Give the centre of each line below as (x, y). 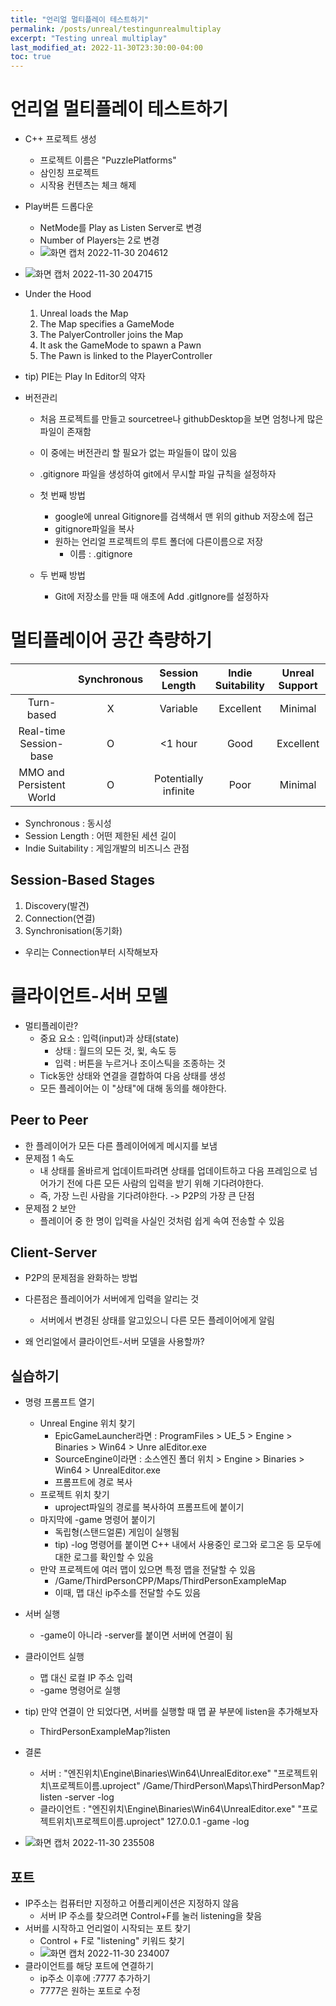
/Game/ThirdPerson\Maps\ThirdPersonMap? (233, 1786)
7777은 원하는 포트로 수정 (90, 1990)
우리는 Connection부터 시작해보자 (91, 952)
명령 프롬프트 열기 (59, 1402)
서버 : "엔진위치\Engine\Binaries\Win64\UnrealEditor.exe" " (158, 1773)
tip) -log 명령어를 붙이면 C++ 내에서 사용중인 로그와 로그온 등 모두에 (188, 1545)
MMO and (41, 772)
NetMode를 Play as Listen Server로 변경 (121, 228)
